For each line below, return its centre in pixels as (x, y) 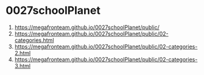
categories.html (34, 40)
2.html (23, 53)
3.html (23, 66)
